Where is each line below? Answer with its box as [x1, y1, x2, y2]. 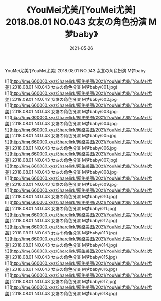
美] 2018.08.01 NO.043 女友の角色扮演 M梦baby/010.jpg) [5, 193, 117, 199]
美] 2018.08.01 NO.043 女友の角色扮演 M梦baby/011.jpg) [5, 205, 117, 211]
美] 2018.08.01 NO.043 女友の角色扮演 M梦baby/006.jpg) [5, 145, 118, 150]
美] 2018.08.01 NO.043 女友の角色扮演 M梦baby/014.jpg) [5, 242, 117, 248]
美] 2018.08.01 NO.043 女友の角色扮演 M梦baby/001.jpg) [5, 84, 117, 90]
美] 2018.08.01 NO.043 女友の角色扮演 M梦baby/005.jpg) [5, 133, 118, 138]
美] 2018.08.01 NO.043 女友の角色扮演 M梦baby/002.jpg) [5, 96, 118, 102]
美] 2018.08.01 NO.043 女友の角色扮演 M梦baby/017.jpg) [5, 278, 117, 284]
